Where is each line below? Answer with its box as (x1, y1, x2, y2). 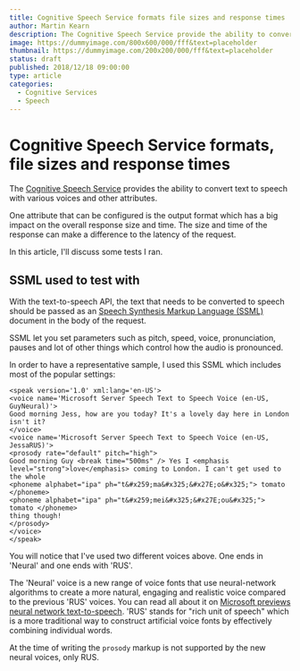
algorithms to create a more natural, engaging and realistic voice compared (9, 587, 287, 598)
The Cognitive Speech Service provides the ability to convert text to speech (9, 183, 288, 194)
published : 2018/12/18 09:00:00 (9, 64, 129, 72)
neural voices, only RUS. (9, 652, 100, 663)
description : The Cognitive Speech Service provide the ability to (9, 30, 266, 38)
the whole (9, 472, 46, 481)
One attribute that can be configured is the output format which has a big (9, 210, 279, 221)
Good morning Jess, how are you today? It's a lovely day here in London (9, 410, 290, 419)
